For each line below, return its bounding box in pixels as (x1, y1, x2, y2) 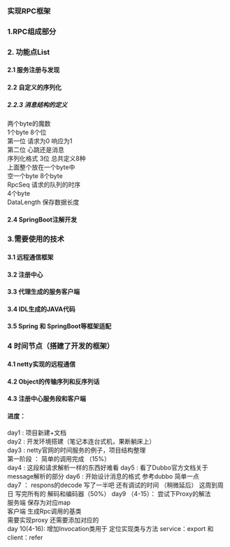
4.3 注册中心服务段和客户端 (7, 395, 86, 403)
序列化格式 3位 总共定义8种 (7, 154, 86, 162)
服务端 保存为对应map (7, 498, 71, 507)
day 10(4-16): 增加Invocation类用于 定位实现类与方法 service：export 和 (7, 525, 214, 533)
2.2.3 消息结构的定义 (7, 100, 68, 109)
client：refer (7, 533, 43, 542)
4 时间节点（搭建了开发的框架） (7, 341, 114, 351)
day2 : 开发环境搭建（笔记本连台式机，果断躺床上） (7, 437, 156, 446)
